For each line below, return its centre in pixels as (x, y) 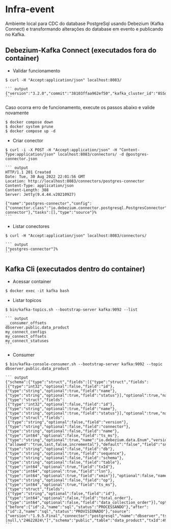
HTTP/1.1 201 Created (28, 172)
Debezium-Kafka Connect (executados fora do (81, 50)
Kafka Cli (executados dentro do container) (75, 269)
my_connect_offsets (26, 336)
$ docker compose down (29, 122)
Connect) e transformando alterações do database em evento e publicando (84, 29)
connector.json (21, 159)
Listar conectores (31, 226)
